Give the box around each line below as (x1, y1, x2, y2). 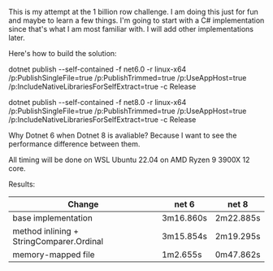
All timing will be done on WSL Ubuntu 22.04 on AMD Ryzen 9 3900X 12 (8, 155, 250, 164)
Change (67, 199, 99, 210)
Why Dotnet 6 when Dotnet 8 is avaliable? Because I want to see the (8, 130, 237, 140)
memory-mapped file (12, 249, 95, 260)
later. (8, 33, 26, 42)
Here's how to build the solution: (8, 49, 117, 58)
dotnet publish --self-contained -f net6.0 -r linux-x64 (8, 64, 187, 74)
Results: (8, 179, 36, 189)
